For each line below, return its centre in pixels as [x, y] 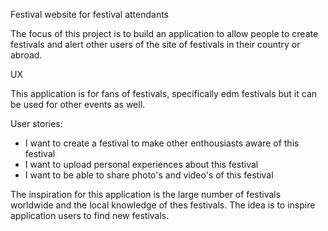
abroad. [26, 55]
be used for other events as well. [78, 104]
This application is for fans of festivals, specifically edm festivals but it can [164, 93]
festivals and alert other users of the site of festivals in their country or [155, 44]
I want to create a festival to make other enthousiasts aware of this [162, 143]
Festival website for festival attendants [89, 14]
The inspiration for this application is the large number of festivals [146, 194]
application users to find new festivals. [90, 215]
